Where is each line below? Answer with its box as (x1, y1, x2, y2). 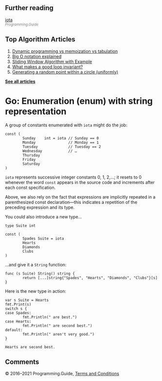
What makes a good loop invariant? (12, 63, 83, 70)
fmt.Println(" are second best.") (22, 323, 92, 328)
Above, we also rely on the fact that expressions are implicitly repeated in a (5, 194, 156, 200)
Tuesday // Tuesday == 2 (22, 144, 101, 149)
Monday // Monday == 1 (22, 140, 99, 145)
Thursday (22, 153, 40, 158)
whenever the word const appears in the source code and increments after (5, 179, 155, 185)
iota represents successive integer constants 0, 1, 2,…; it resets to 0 (5, 174, 142, 180)
